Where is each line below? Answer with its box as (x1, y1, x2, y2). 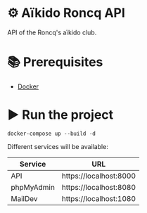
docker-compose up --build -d (7, 130, 96, 137)
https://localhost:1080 (61, 193, 136, 203)
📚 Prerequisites (7, 54, 103, 70)
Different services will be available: (7, 142, 109, 150)
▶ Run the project (7, 107, 114, 123)
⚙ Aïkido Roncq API (7, 5, 125, 21)
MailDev (11, 193, 38, 203)
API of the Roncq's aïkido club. (7, 28, 97, 37)
